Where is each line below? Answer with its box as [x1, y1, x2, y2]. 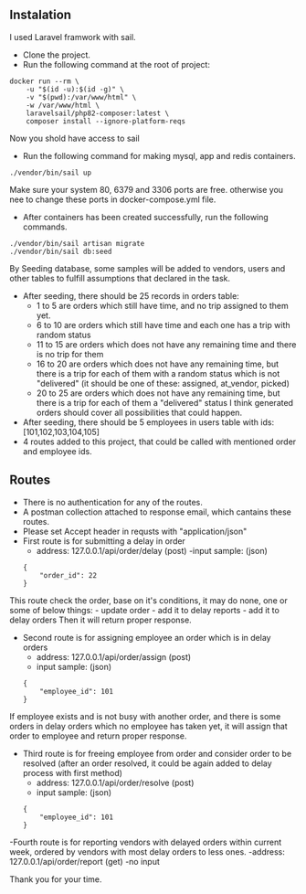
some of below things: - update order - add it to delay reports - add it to [9, 604, 280, 615]
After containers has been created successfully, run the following [22, 211, 269, 222]
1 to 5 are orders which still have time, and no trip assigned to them [36, 300, 290, 311]
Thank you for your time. [9, 873, 102, 885]
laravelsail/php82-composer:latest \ [26, 109, 170, 118]
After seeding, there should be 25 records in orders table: [22, 290, 239, 301]
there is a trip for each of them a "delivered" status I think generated [36, 397, 294, 408]
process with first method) [22, 767, 123, 778]
